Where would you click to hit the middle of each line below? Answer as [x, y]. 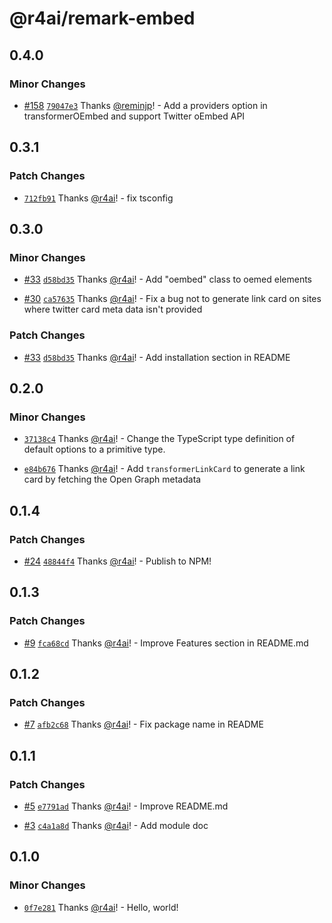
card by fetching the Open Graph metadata [112, 479]
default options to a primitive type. [94, 449]
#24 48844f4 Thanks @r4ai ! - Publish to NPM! [117, 561]
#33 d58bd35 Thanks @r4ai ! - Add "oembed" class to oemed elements [167, 279]
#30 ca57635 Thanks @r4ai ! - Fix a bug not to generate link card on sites [172, 299]
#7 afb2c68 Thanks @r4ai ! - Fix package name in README [143, 724]
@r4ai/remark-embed [102, 18]
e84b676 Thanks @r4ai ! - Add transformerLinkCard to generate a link [164, 469]
